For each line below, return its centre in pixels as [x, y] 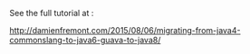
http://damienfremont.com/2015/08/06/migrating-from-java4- [125, 30]
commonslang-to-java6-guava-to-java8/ [85, 40]
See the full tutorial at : [52, 13]
